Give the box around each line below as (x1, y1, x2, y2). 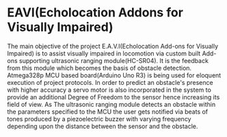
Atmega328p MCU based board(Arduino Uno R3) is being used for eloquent (7, 71, 222, 79)
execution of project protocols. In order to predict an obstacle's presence (7, 78, 213, 86)
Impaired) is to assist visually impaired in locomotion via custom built (7, 49, 201, 58)
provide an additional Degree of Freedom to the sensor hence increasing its (7, 92, 220, 101)
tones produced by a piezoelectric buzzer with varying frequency (7, 114, 191, 123)
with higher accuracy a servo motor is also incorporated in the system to (7, 86, 212, 94)
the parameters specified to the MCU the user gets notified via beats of (7, 108, 209, 116)
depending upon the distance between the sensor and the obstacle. (7, 122, 198, 130)
